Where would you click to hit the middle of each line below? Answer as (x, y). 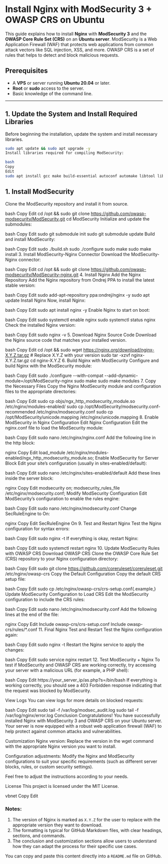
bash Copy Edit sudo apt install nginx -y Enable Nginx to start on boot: (77, 310)
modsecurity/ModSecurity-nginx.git (42, 275)
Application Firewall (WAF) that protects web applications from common (79, 44)
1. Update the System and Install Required (71, 114)
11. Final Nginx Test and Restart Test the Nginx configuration (100, 629)
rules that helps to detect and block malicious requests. (62, 55)
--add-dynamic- (121, 375)
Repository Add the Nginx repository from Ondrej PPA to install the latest (80, 280)
